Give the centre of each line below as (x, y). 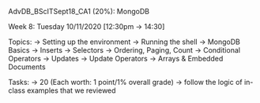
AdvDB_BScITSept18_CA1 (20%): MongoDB (79, 11)
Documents (27, 67)
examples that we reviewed (71, 90)
